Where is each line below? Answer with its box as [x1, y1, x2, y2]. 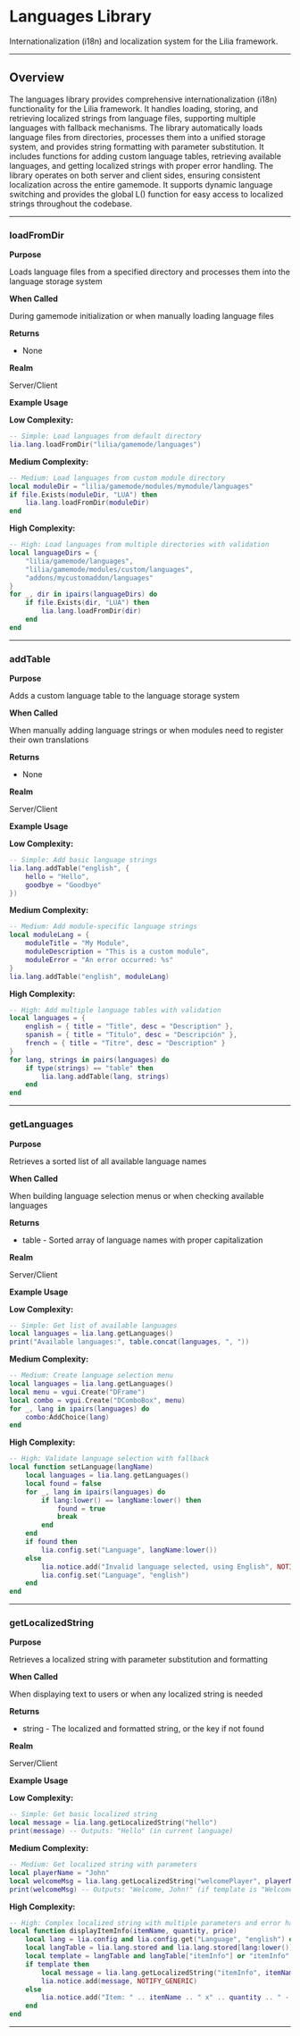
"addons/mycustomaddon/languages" [25, 574, 154, 582]
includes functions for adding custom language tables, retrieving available [9, 150, 281, 162]
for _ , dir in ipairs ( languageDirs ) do [9, 590, 158, 599]
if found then [25, 1537, 78, 1546]
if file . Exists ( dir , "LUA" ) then [25, 599, 150, 607]
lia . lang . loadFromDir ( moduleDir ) [25, 499, 150, 507]
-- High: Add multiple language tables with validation [9, 1005, 221, 1015]
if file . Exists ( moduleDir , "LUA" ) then [9, 490, 158, 499]
